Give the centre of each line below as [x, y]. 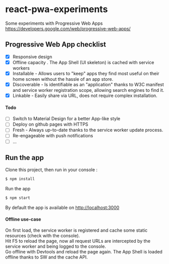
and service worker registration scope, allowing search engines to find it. [88, 90]
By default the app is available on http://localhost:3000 [62, 207]
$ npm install [20, 179]
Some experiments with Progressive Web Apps [54, 23]
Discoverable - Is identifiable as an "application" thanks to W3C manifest [88, 84]
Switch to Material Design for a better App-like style [66, 119]
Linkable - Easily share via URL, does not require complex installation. [85, 95]
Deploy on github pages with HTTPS [50, 124]
